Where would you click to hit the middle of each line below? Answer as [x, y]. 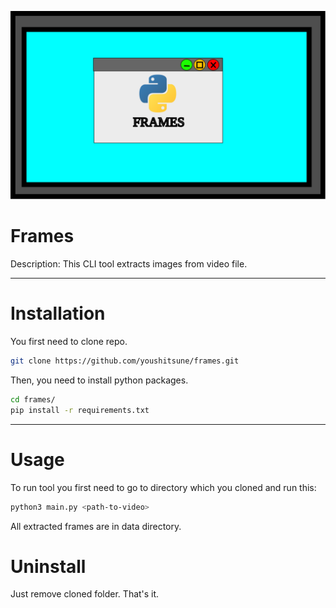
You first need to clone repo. [69, 342]
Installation [58, 313]
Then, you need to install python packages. [99, 380]
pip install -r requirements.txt [80, 410]
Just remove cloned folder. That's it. [85, 594]
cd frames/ [33, 399]
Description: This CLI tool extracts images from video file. [129, 264]
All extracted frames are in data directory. [96, 526]
